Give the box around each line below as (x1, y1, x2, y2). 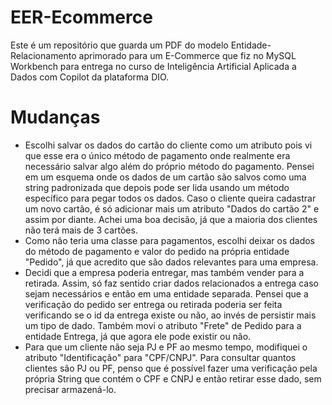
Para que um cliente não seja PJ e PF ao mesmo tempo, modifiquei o (24, 341, 308, 353)
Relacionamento (10, 49, 77, 61)
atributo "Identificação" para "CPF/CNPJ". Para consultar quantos (24, 351, 297, 363)
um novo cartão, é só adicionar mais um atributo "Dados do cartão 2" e (24, 202, 320, 215)
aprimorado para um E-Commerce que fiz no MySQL (78, 49, 297, 61)
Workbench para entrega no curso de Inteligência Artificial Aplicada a (10, 60, 297, 72)
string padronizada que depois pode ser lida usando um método (24, 181, 290, 193)
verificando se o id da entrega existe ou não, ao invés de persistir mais (24, 309, 317, 321)
